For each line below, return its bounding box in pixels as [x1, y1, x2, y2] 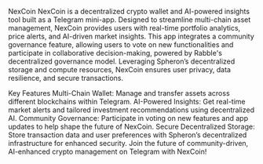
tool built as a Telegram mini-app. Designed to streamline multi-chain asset [8, 15, 251, 24]
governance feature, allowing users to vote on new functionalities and [8, 40, 234, 49]
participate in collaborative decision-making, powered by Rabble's [8, 49, 222, 57]
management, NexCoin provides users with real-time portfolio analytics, [8, 24, 241, 32]
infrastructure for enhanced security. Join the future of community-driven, [8, 139, 249, 148]
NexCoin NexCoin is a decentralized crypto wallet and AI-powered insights [8, 7, 250, 16]
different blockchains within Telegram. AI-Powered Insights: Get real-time [8, 97, 246, 106]
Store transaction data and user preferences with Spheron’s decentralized [8, 130, 247, 140]
